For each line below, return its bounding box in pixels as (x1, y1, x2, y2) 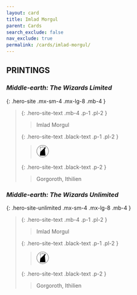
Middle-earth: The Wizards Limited (6, 84, 112, 92)
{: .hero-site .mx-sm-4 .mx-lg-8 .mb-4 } (6, 98, 106, 105)
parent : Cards (6, 23, 42, 29)
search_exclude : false (6, 29, 64, 35)
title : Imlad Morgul (6, 16, 59, 23)
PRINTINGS (6, 65, 50, 76)
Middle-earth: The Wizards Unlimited (6, 190, 119, 199)
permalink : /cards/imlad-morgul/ (6, 42, 91, 48)
